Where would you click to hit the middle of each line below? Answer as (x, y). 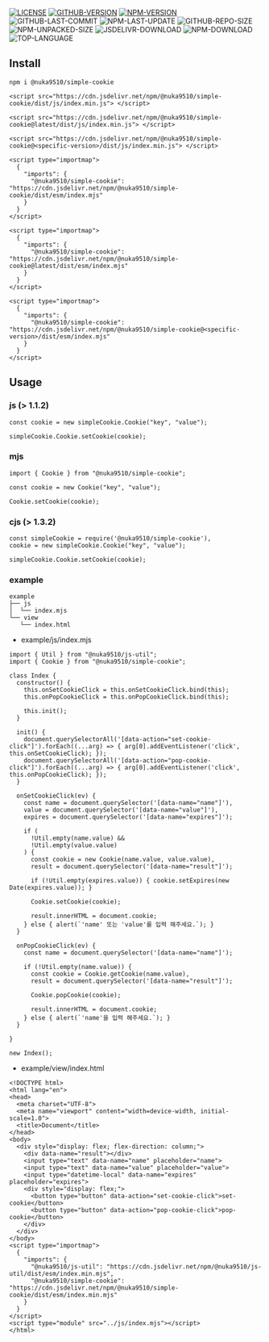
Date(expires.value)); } (51, 888)
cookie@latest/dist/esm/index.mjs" (69, 266)
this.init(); (46, 711)
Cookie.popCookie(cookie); (76, 996)
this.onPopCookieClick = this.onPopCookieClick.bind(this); (126, 697)
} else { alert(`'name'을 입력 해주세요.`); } (97, 1018)
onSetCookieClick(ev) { (56, 796)
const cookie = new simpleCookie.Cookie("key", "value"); (108, 422)
